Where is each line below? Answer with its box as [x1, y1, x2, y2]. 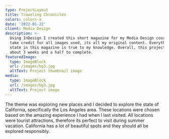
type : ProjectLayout [5, 7, 49, 13]
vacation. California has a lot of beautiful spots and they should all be [5, 122, 148, 129]
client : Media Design [5, 26, 51, 31]
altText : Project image [10, 87, 59, 92]
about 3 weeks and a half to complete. [10, 50, 94, 55]
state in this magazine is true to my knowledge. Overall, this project [10, 45, 165, 50]
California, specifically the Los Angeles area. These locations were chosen [5, 107, 160, 113]
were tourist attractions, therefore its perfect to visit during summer [5, 117, 145, 123]
